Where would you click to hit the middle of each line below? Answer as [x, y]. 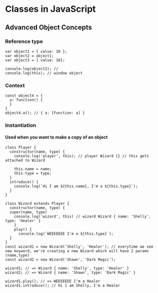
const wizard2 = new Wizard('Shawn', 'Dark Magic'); [60, 260]
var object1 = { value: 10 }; [36, 51]
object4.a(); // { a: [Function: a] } [45, 113]
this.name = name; [33, 169]
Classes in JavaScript [51, 9]
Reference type [24, 41]
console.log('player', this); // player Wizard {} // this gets [81, 156]
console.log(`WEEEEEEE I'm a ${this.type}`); [66, 234]
